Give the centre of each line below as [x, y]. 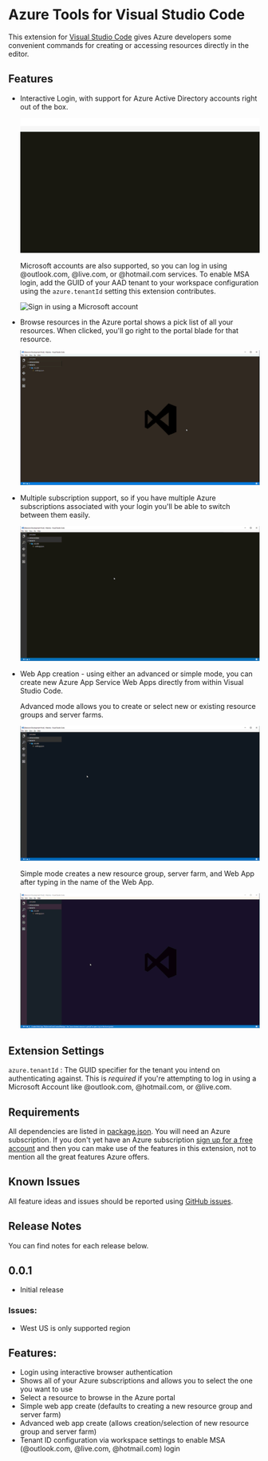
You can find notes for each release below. [79, 1245]
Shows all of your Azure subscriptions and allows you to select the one [136, 1381]
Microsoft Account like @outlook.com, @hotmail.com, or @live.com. [120, 1087]
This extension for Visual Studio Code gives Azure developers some [120, 37]
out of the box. [44, 106]
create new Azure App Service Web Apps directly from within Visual [132, 683]
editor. [19, 54]
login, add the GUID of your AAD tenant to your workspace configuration [139, 282]
